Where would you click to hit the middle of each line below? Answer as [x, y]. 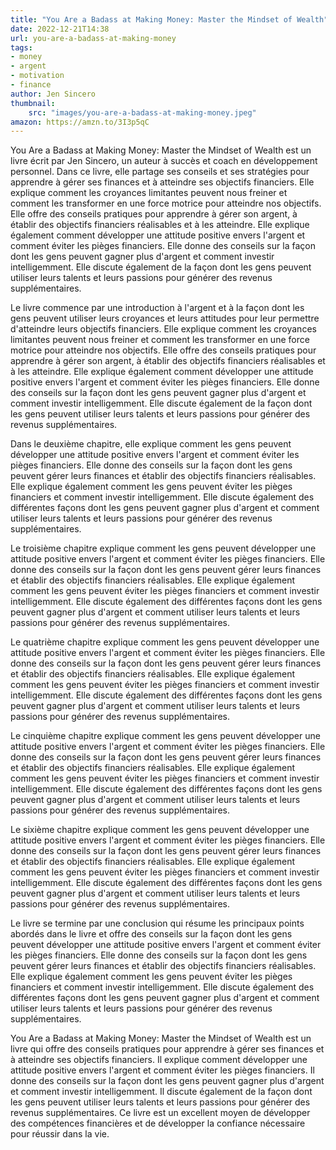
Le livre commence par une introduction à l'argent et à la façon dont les [157, 308]
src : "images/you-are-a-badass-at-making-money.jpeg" [142, 112]
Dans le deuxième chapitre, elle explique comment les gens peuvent [151, 444]
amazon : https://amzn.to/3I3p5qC [80, 122]
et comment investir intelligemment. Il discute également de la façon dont [161, 1092]
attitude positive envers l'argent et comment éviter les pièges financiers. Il [162, 1070]
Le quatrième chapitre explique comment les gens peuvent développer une [165, 642]
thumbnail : [33, 103]
